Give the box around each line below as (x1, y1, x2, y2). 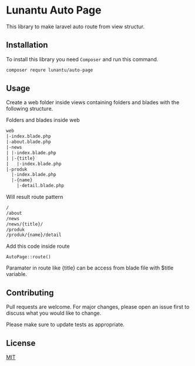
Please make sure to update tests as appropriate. (6, 321, 125, 328)
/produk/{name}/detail (6, 232, 62, 238)
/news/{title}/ (6, 221, 43, 227)
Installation (6, 40, 48, 50)
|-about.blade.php (6, 139, 51, 145)
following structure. (6, 105, 53, 112)
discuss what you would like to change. (6, 310, 102, 317)
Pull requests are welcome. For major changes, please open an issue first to (6, 304, 190, 311)
